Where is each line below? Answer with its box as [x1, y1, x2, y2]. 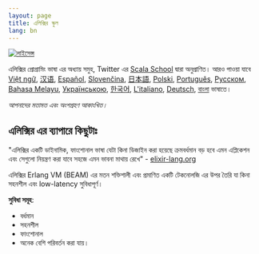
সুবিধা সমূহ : [8, 195, 34, 204]
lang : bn [8, 26, 38, 34]
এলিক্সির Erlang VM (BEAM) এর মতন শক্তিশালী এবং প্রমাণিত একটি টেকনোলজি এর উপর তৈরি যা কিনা [8, 170, 250, 180]
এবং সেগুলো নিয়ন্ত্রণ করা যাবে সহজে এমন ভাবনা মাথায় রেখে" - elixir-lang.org [8, 154, 197, 164]
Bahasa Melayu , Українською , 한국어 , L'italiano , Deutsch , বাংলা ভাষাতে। [8, 85, 232, 94]
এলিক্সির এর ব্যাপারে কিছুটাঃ [8, 124, 98, 137]
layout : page [8, 11, 52, 20]
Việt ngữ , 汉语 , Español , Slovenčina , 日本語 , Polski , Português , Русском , [8, 74, 246, 84]
